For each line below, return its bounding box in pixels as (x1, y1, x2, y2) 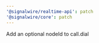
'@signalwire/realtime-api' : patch (6, 8, 94, 15)
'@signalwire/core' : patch (6, 14, 72, 20)
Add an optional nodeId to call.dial (6, 30, 90, 37)
